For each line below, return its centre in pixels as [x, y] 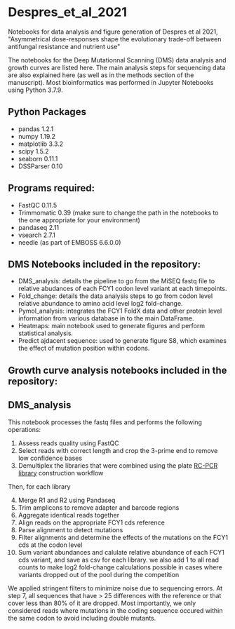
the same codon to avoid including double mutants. [82, 618]
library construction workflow [61, 473]
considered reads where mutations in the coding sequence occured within [115, 610]
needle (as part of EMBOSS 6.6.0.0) [69, 242]
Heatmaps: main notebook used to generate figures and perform [112, 326]
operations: [25, 429]
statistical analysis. [45, 333]
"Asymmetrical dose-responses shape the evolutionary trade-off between [115, 39]
